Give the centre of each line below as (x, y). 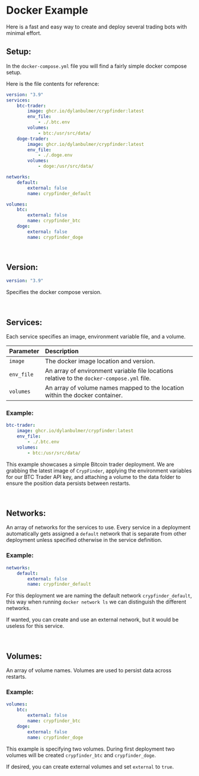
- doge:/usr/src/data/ (66, 167)
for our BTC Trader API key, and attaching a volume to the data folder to (94, 477)
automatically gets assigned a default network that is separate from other (96, 534)
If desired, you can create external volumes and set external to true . (90, 767)
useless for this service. (35, 626)
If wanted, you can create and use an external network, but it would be (92, 619)
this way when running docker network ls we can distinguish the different (96, 602)
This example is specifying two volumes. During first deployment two (90, 749)
